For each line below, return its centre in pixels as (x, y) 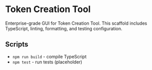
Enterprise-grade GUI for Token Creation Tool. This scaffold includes (76, 23)
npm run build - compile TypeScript (49, 56)
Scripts (17, 45)
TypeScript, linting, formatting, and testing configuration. (64, 28)
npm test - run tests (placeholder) (47, 62)
